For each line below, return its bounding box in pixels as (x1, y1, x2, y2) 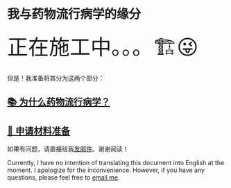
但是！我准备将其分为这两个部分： (7, 74, 105, 82)
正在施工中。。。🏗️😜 (7, 33, 199, 60)
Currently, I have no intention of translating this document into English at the (7, 159, 225, 167)
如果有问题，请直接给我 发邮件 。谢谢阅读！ (7, 145, 129, 153)
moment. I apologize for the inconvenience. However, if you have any (7, 166, 205, 174)
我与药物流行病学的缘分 (7, 6, 142, 22)
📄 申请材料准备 (7, 125, 71, 137)
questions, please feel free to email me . (7, 173, 120, 182)
